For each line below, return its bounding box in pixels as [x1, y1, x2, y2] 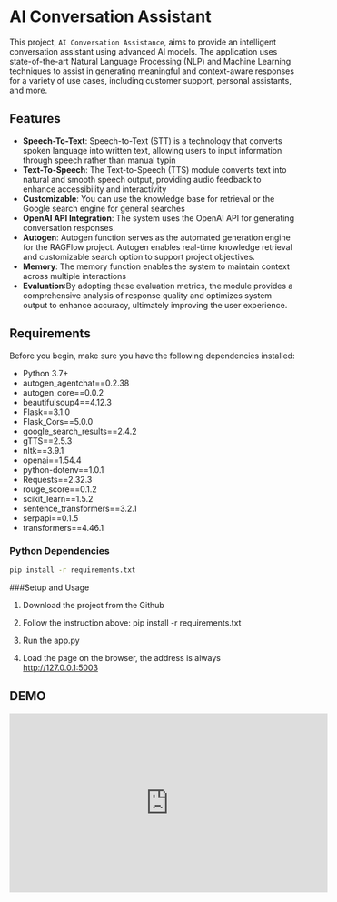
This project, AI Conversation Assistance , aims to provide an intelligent [9, 36, 277, 47]
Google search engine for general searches [22, 203, 186, 214]
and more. [9, 85, 48, 95]
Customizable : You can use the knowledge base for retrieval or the [22, 193, 275, 204]
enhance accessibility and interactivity [22, 184, 167, 195]
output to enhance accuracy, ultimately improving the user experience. [22, 299, 288, 310]
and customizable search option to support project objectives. [22, 251, 256, 262]
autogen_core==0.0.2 [22, 386, 104, 397]
